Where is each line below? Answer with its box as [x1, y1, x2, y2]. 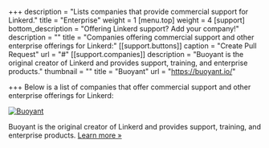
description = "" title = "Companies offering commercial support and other [8, 32, 255, 42]
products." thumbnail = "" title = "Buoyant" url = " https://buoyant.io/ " [8, 67, 236, 76]
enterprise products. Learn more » [8, 130, 122, 140]
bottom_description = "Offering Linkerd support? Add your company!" [8, 24, 239, 33]
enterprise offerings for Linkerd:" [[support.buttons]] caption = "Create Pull [8, 41, 257, 51]
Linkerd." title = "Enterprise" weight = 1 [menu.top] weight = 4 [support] [8, 15, 245, 25]
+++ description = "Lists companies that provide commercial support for [8, 7, 249, 16]
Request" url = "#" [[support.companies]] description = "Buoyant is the [8, 50, 244, 59]
